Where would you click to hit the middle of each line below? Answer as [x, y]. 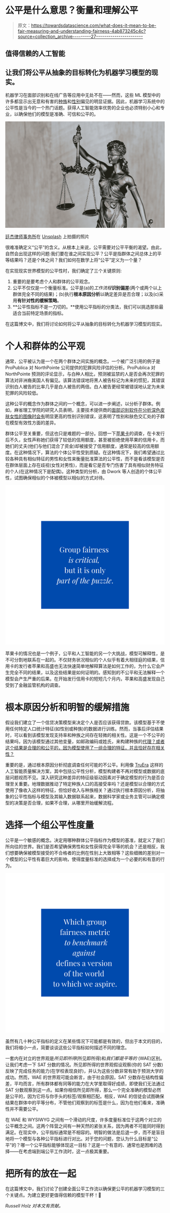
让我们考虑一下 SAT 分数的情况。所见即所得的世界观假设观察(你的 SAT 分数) [84, 1065]
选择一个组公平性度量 [50, 825]
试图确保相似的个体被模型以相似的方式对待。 [60, 478]
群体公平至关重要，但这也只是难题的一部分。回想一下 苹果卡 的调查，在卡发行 [85, 433]
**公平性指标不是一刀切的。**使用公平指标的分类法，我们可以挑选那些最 [88, 306]
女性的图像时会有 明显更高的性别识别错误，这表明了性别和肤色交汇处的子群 [87, 416]
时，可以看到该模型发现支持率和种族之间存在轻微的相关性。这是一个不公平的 [85, 735]
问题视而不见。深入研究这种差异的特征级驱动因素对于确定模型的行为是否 [85, 777]
